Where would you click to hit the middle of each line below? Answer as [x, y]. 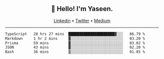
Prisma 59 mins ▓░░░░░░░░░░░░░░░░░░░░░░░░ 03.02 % [75, 43]
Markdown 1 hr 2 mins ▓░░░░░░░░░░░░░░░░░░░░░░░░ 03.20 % [75, 38]
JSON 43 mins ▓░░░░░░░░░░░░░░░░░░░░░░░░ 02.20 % [75, 47]
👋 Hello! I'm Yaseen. [82, 9]
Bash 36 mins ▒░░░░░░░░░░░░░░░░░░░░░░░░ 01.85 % [75, 52]
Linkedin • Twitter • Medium [82, 20]
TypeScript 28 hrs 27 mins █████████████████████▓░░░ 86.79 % [75, 34]
